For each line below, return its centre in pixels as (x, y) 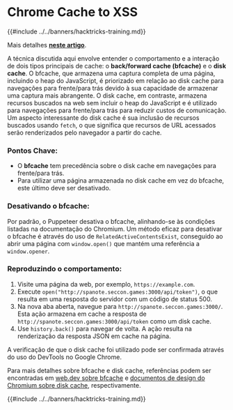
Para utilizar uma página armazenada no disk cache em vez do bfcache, (121, 181)
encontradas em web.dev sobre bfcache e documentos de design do (106, 378)
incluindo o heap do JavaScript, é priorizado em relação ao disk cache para (115, 80)
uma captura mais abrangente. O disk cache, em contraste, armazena (107, 96)
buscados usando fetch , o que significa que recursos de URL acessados (112, 125)
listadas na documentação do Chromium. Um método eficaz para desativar (115, 229)
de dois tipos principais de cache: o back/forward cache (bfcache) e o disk (117, 66)
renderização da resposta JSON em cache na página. (94, 336)
